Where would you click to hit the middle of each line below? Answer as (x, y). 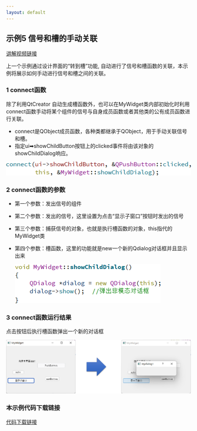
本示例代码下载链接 (33, 408)
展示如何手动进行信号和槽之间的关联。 (62, 73)
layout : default (26, 12)
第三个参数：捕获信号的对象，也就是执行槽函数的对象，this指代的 (94, 228)
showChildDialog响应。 (43, 153)
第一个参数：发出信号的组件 (48, 203)
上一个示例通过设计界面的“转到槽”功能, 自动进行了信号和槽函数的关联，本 (95, 66)
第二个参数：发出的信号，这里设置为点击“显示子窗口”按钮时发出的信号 (99, 216)
